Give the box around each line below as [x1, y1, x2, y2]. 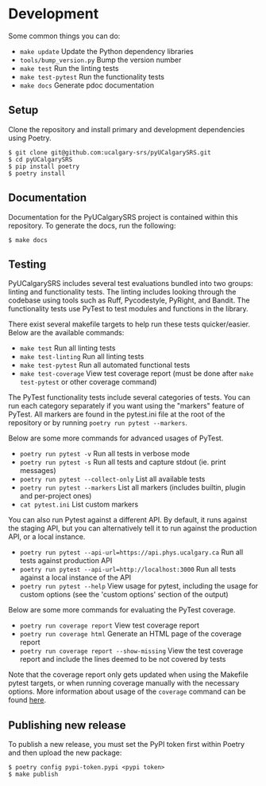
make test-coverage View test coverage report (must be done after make [19, 369, 254, 378]
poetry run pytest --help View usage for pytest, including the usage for [19, 581, 259, 591]
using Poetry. [8, 133, 52, 143]
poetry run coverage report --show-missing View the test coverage [19, 646, 244, 655]
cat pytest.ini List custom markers [19, 499, 139, 510]
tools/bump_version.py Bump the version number [19, 55, 182, 65]
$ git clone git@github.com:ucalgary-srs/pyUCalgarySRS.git [8, 148, 212, 156]
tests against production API [19, 556, 113, 565]
